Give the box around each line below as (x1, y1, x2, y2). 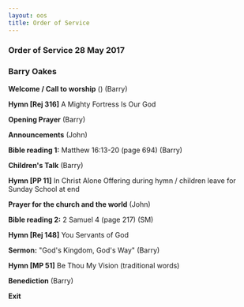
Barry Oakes (8, 66, 57, 77)
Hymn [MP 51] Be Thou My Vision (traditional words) (8, 260, 180, 270)
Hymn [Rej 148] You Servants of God (8, 230, 129, 239)
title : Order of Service (8, 19, 90, 27)
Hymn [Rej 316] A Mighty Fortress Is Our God (8, 99, 156, 109)
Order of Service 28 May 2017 (8, 45, 125, 56)
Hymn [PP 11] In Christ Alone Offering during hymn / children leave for (8, 175, 237, 185)
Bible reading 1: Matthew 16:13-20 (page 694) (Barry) (8, 145, 183, 155)
